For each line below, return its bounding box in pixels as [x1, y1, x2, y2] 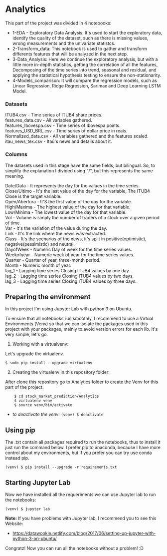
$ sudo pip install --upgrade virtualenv [5, 361, 93, 366]
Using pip [5, 426, 36, 434]
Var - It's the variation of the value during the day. [5, 225, 108, 231]
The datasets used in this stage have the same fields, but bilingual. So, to [5, 162, 156, 168]
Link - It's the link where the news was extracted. [5, 230, 106, 236]
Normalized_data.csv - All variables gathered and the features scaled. [5, 133, 149, 139]
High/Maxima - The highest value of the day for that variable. [5, 204, 131, 210]
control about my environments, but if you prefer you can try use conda [5, 450, 152, 456]
